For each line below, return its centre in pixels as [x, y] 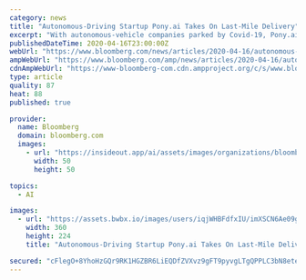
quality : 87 [32, 85]
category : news [38, 18]
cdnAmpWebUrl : [36, 69]
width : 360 [46, 228]
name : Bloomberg [48, 127]
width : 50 [52, 161]
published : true [40, 102]
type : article [36, 77]
